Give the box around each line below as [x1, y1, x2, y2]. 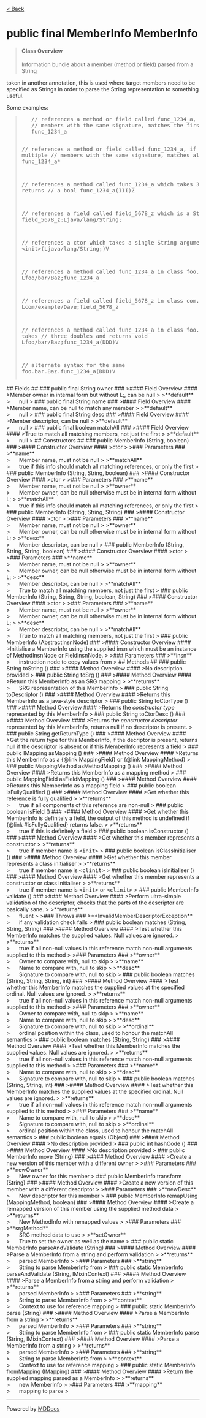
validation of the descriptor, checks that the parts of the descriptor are [6, 899, 185, 906]
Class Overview [21, 47, 63, 55]
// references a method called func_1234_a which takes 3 [21, 181, 200, 188]
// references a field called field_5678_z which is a [21, 210, 190, 217]
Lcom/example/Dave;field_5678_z [21, 303, 119, 311]
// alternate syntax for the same [21, 362, 126, 369]
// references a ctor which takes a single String [21, 239, 177, 246]
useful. [6, 92, 24, 100]
